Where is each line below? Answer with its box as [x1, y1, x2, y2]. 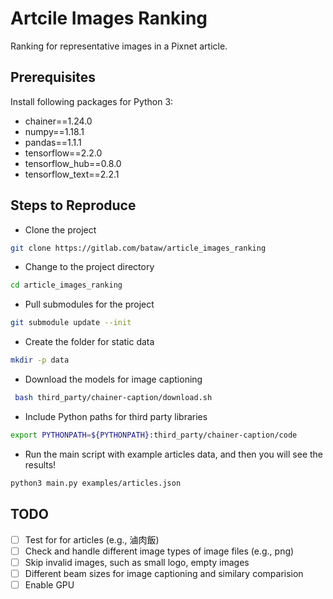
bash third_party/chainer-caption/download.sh [14, 393, 213, 403]
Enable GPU [24, 578, 75, 591]
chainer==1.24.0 [24, 115, 93, 127]
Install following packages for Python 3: [10, 95, 174, 107]
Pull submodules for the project [24, 298, 155, 311]
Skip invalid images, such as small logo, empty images [24, 556, 250, 568]
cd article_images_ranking [10, 280, 123, 291]
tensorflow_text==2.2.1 [24, 168, 120, 180]
